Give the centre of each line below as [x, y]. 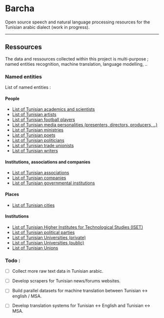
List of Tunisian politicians [38, 140]
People [12, 99]
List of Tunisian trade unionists [43, 146]
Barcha [20, 9]
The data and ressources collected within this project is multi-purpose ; [77, 59]
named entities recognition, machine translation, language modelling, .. [76, 64]
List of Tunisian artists [34, 115]
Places [12, 194]
